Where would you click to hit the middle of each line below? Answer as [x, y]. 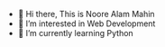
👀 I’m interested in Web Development [87, 23]
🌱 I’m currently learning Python [75, 33]
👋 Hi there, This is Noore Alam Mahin [86, 14]
